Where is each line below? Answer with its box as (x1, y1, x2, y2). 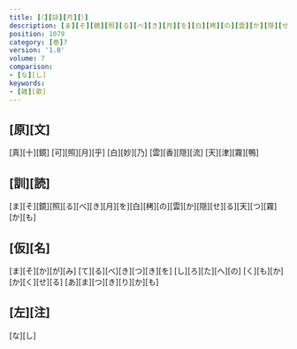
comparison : (9, 63, 53, 72)
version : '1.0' (9, 46, 65, 55)
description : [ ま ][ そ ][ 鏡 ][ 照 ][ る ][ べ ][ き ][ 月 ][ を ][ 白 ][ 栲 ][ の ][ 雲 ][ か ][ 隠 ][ (9, 21, 283, 30)
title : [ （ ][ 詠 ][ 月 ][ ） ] (9, 12, 89, 22)
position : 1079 (9, 29, 65, 38)
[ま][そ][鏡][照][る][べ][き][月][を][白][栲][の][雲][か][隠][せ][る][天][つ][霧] (9, 201, 278, 212)
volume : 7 (9, 54, 46, 63)
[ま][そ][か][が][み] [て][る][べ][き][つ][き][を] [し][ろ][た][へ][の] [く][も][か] (9, 265, 285, 275)
